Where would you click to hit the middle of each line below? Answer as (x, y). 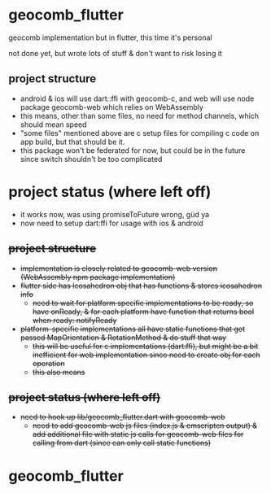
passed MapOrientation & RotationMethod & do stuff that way (123, 337)
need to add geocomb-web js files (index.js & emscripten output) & (145, 425)
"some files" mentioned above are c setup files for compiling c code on (140, 133)
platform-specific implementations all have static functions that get (133, 329)
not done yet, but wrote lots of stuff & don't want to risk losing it (115, 53)
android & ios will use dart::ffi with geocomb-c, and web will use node (137, 98)
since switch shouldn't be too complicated (91, 159)
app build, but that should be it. (72, 142)
